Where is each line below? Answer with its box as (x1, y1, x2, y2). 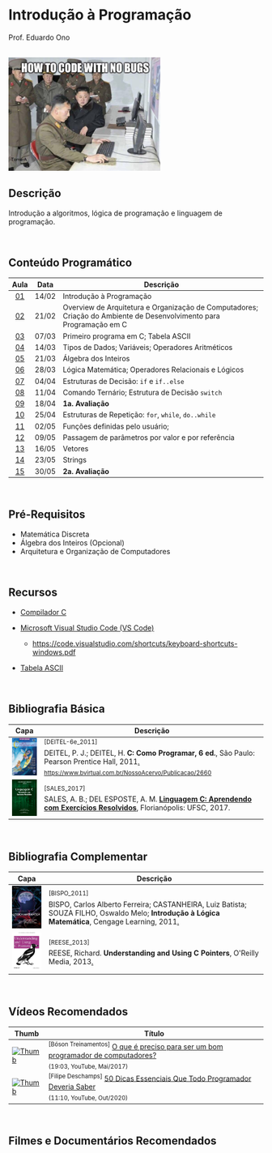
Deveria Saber (48, 1082, 96, 1091)
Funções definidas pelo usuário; (62, 421, 170, 431)
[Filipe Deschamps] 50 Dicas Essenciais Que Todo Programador (48, 1072, 252, 1083)
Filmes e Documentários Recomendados (8, 1134, 217, 1147)
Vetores (62, 444, 89, 454)
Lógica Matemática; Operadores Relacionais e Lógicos (62, 365, 244, 374)
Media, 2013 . (48, 957, 94, 967)
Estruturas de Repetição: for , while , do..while (62, 410, 216, 420)
